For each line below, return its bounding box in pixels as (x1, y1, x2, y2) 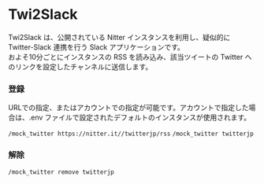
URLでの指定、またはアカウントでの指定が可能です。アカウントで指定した (8, 103, 249, 112)
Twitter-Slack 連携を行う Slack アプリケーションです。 (8, 42, 185, 52)
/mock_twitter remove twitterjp (8, 167, 114, 176)
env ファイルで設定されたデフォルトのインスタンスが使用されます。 (31, 112, 251, 123)
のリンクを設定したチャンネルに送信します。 (8, 61, 153, 72)
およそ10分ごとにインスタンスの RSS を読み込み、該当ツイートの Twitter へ (8, 52, 252, 61)
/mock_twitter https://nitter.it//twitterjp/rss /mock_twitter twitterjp (8, 130, 254, 138)
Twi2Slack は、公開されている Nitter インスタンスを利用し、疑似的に (8, 32, 231, 42)
